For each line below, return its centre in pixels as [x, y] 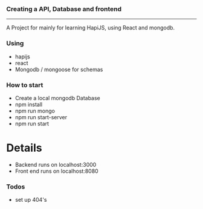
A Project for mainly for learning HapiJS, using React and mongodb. [91, 28]
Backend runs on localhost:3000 [56, 164]
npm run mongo [35, 111]
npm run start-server [41, 117]
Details [24, 148]
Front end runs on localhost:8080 [56, 171]
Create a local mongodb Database [58, 98]
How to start [25, 85]
